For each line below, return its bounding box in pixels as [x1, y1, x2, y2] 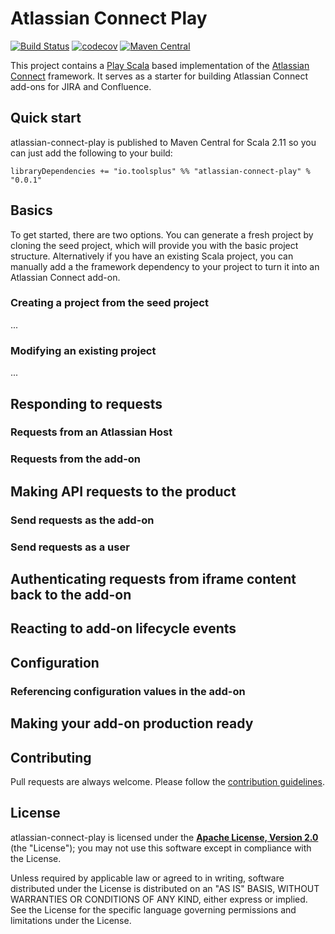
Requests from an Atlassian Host [10, 425, 173, 439]
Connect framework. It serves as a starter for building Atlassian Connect [10, 70, 308, 82]
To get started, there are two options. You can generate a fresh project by [10, 228, 314, 241]
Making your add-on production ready [10, 715, 254, 732]
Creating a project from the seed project [10, 296, 209, 310]
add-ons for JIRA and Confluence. [10, 80, 152, 92]
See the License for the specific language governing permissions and [10, 903, 297, 916]
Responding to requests [10, 395, 163, 412]
